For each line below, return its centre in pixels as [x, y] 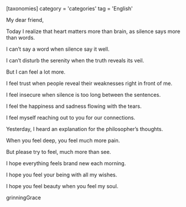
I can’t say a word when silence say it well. [58, 49]
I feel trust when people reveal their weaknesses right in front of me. [89, 83]
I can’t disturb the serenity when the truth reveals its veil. [75, 60]
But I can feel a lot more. [36, 72]
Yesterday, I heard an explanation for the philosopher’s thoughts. [85, 129]
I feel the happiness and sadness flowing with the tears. [74, 106]
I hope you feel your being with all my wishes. [62, 175]
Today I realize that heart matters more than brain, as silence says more [93, 31]
